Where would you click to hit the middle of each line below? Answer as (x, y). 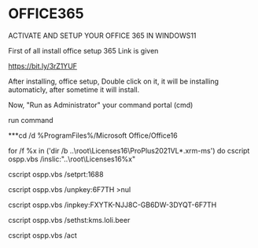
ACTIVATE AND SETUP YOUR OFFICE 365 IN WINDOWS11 (102, 35)
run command (31, 120)
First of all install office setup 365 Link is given (83, 50)
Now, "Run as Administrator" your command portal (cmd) (101, 105)
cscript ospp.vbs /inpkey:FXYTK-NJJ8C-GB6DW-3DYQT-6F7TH (112, 205)
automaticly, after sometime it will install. (74, 89)
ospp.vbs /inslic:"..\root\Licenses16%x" (72, 159)
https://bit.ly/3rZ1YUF (42, 66)
